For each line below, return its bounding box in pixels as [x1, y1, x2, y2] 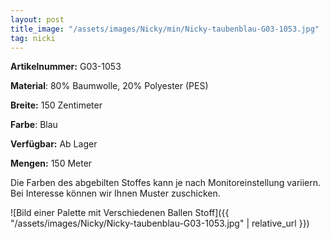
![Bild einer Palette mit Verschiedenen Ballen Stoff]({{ [10, 207, 230, 219]
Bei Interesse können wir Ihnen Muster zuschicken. [10, 187, 221, 200]
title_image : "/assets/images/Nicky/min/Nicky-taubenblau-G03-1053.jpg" [10, 24, 320, 34]
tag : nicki [10, 33, 56, 43]
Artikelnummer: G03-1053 [10, 61, 122, 73]
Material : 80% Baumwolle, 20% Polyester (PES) [10, 80, 209, 92]
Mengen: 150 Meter [10, 157, 93, 170]
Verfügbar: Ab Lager [10, 138, 98, 150]
